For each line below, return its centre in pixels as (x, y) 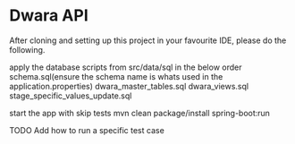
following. (27, 49)
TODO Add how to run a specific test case (87, 130)
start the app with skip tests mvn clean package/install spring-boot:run (140, 113)
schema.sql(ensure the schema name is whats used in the (116, 76)
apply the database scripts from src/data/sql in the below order (126, 67)
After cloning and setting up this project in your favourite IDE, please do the (148, 40)
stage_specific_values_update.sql (71, 96)
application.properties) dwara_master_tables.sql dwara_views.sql (129, 86)
